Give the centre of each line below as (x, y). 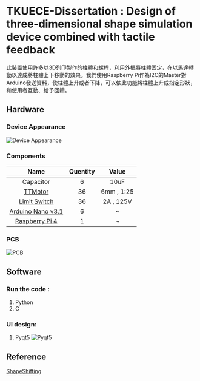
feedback (31, 50)
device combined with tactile (81, 37)
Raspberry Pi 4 (36, 221)
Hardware (25, 110)
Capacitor (36, 181)
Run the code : (28, 289)
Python (24, 302)
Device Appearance (36, 127)
